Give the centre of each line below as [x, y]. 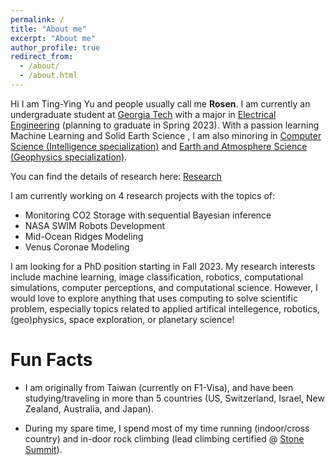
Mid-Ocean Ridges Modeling [84, 236]
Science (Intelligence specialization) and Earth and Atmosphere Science [159, 146]
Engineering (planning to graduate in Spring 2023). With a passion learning [165, 125]
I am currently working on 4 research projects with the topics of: [143, 195]
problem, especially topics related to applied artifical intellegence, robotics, [165, 308]
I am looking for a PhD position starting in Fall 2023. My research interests [163, 266]
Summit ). [43, 449]
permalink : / [37, 19]
